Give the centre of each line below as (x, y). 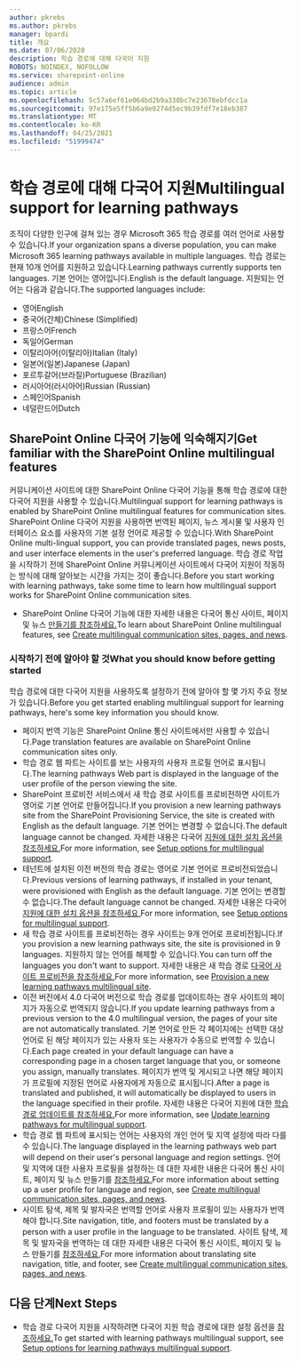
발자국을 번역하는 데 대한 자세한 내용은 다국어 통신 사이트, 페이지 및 (157, 1243)
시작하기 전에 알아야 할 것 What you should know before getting (142, 659)
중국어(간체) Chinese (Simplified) (80, 319)
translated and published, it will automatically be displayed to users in (149, 1092)
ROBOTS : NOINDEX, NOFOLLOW (59, 68)
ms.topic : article (43, 92)
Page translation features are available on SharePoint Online (141, 741)
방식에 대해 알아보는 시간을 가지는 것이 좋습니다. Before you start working (146, 576)
